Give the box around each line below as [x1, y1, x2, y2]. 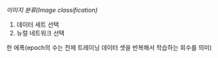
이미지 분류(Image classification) [6, 6, 98, 14]
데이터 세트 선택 [16, 20, 59, 29]
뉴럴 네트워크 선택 [16, 29, 65, 37]
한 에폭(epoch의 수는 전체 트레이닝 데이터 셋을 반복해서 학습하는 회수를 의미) [6, 44, 212, 51]
